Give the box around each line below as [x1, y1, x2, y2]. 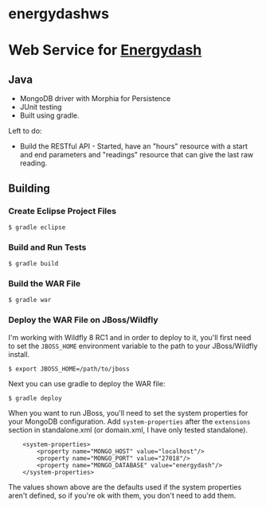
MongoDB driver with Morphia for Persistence [19, 94, 171, 103]
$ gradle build [8, 260, 59, 268]
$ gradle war [8, 296, 52, 304]
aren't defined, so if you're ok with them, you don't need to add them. [8, 491, 237, 500]
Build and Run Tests [8, 242, 87, 253]
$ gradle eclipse [8, 223, 66, 231]
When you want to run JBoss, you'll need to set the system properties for [8, 408, 248, 417]
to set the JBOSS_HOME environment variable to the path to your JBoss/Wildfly [8, 341, 258, 351]
